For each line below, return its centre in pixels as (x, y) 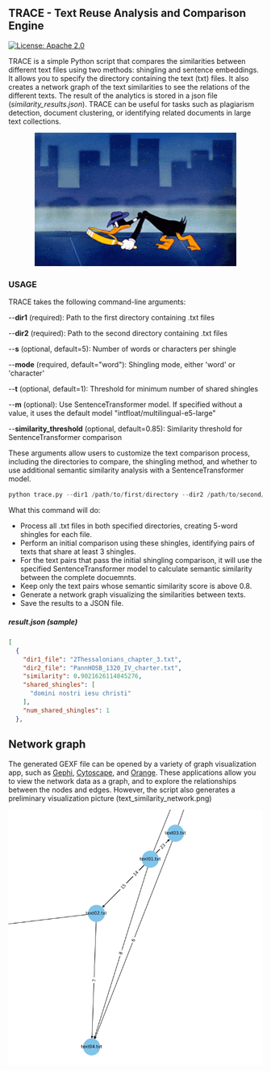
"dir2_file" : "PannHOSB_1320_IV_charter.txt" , (102, 668)
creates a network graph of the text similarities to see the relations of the (129, 87)
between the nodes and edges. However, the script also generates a (122, 789)
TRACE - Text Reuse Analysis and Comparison (127, 13)
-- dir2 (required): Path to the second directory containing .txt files (118, 333)
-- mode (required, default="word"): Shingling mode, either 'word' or (122, 365)
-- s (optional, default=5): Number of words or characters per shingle (122, 349)
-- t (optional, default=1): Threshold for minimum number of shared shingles (133, 389)
